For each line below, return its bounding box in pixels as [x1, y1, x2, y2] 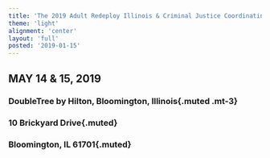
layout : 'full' [8, 34, 59, 43]
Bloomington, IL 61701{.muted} [8, 139, 132, 150]
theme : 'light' [8, 19, 59, 27]
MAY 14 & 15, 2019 [8, 72, 102, 85]
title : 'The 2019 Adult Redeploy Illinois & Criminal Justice [8, 11, 221, 20]
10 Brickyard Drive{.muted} [8, 118, 118, 129]
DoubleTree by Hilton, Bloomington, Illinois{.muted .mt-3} [8, 96, 239, 107]
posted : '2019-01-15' [8, 42, 81, 50]
